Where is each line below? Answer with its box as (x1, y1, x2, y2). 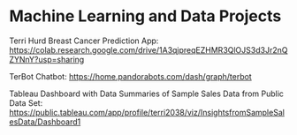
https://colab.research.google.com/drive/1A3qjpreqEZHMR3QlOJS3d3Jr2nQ (9, 44, 288, 55)
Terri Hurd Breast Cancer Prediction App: (9, 35, 159, 46)
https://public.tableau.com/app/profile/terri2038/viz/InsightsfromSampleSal (9, 107, 286, 117)
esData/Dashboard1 (9, 116, 81, 127)
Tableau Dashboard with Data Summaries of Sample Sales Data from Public (9, 88, 285, 99)
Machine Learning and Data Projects (9, 6, 282, 26)
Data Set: (9, 97, 43, 108)
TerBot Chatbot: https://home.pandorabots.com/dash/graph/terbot (9, 71, 252, 81)
